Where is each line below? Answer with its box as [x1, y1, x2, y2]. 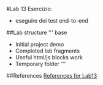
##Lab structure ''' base [6, 29, 67, 36]
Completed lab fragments [15, 47, 80, 54]
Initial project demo [15, 41, 64, 48]
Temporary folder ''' [15, 61, 66, 67]
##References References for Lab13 [6, 72, 97, 79]
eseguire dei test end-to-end [15, 17, 89, 24]
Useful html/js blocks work [15, 54, 83, 61]
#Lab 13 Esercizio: [6, 6, 53, 12]
